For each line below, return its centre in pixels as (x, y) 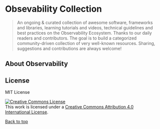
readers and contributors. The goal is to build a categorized (77, 38)
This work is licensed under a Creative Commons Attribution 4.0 (70, 107)
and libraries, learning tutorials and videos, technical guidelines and (85, 27)
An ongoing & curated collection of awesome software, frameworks (85, 22)
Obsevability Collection (54, 9)
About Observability (37, 64)
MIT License (18, 92)
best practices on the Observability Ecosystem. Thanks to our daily (84, 33)
